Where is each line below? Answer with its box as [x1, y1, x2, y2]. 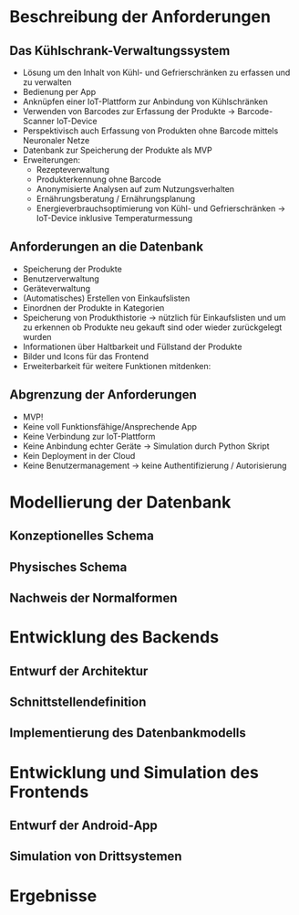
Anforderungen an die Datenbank [9, 239, 203, 255]
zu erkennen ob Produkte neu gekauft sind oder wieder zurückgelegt [22, 322, 283, 333]
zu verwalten [22, 77, 72, 88]
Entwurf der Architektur [9, 663, 149, 678]
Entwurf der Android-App [9, 817, 158, 833]
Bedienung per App [22, 87, 97, 97]
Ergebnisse [9, 885, 98, 906]
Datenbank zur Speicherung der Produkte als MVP [22, 144, 212, 155]
